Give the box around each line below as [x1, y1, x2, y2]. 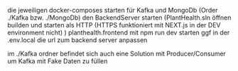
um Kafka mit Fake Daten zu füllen [7, 57, 108, 65]
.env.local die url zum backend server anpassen [7, 36, 148, 44]
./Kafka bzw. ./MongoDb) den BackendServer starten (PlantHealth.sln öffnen [7, 13, 232, 22]
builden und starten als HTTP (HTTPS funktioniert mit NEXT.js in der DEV [7, 21, 221, 29]
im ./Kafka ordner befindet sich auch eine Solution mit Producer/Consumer [7, 49, 226, 58]
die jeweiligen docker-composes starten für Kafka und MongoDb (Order [7, 6, 218, 14]
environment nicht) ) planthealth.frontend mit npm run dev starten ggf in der [7, 28, 230, 37]
